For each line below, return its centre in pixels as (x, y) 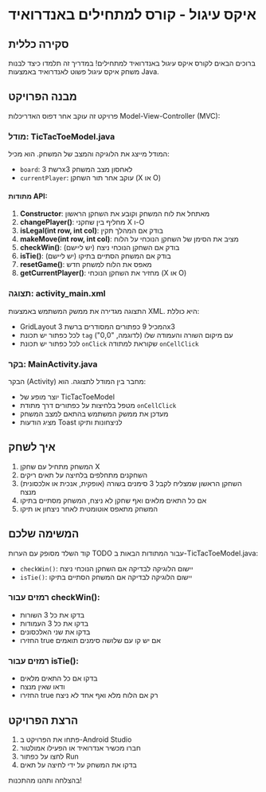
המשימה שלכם (44, 534)
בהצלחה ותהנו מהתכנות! (45, 780)
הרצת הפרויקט (43, 720)
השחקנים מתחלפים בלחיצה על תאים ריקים (84, 475)
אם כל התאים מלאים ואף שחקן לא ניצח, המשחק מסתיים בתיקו (113, 500)
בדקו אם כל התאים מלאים (59, 678)
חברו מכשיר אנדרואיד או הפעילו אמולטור (80, 747)
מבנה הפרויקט (43, 97)
